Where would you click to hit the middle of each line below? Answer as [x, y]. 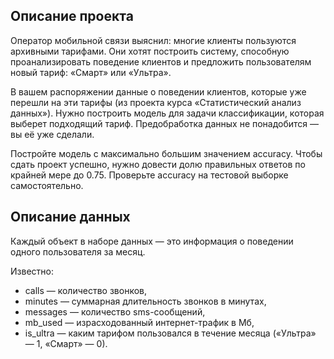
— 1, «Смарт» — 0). [66, 343]
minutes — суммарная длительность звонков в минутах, [145, 301]
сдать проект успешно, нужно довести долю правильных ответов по [158, 164]
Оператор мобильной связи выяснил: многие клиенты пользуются [153, 40]
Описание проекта [72, 16]
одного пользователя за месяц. [78, 251]
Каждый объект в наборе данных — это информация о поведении [152, 241]
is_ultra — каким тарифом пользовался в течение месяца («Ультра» [170, 333]
